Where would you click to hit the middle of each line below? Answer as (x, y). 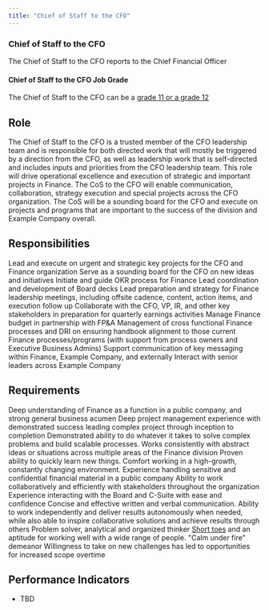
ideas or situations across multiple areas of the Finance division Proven (126, 452)
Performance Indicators (69, 579)
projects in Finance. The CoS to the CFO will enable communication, (121, 184)
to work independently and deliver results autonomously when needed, (126, 512)
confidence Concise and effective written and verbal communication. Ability (134, 503)
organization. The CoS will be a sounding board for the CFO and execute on (133, 201)
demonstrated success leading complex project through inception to (121, 426)
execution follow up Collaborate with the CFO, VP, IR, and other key (119, 305)
